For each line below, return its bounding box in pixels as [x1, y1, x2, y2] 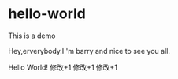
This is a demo [8, 31, 56, 40]
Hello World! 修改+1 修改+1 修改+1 [8, 62, 118, 72]
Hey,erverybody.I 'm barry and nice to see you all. [8, 46, 171, 55]
